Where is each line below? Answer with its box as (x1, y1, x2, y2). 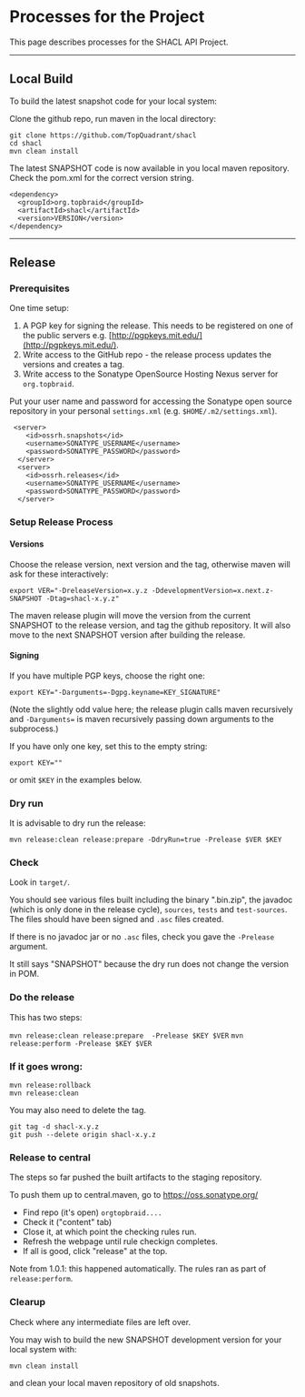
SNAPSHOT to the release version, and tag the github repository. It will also (9, 619, 291, 630)
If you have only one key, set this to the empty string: (9, 740, 208, 751)
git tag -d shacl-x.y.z (9, 1121, 100, 1131)
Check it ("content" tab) (22, 1217, 113, 1228)
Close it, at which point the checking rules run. (22, 1226, 197, 1238)
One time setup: (9, 303, 70, 314)
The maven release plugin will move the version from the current (9, 609, 251, 620)
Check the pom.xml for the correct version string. (9, 172, 194, 183)
